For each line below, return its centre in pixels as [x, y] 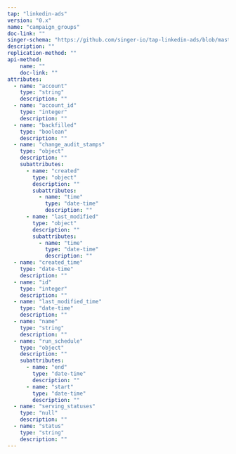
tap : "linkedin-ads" [38, 14]
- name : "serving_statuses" [55, 406]
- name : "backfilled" [45, 125]
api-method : [25, 60]
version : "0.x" [29, 20]
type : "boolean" [44, 132]
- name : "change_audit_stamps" [59, 145]
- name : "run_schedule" [48, 341]
